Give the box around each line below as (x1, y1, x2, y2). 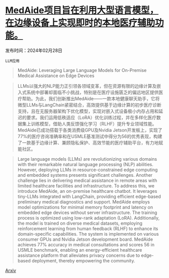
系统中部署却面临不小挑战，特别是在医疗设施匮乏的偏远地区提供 (26, 89, 159, 95)
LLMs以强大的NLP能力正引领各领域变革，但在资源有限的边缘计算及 (17, 83, 157, 89)
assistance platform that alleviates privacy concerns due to (17, 252, 140, 258)
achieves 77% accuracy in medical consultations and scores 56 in (17, 241, 155, 247)
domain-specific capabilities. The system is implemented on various (17, 231, 159, 237)
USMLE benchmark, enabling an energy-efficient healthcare (17, 247, 142, 253)
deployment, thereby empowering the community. (32, 257, 135, 263)
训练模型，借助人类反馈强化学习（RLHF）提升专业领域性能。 (31, 120, 157, 126)
